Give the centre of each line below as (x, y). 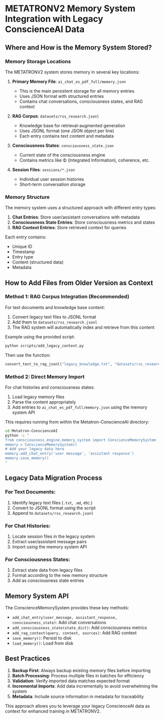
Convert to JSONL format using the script (54, 508)
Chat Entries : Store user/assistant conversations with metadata (76, 217)
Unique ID (22, 247)
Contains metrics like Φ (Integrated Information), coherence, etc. (84, 160)
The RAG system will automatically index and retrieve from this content (83, 327)
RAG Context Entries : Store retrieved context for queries (69, 228)
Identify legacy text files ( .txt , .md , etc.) (52, 503)
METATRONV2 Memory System (70, 9)
